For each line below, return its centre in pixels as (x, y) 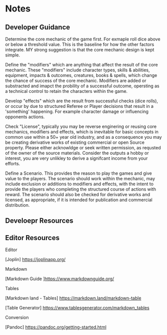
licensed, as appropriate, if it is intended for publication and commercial (79, 200)
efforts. (13, 164)
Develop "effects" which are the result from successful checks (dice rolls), (82, 101)
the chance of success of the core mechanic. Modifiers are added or (76, 81)
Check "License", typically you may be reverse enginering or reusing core (81, 126)
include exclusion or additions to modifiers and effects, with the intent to (79, 184)
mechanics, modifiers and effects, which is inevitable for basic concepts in (82, 132)
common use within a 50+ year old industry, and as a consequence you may (83, 137)
